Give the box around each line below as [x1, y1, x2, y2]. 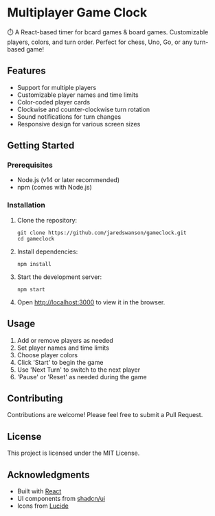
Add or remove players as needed [16, 336, 113, 344]
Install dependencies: [16, 247, 78, 256]
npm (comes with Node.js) [16, 183, 93, 192]
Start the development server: [16, 273, 102, 281]
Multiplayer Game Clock [7, 5, 148, 21]
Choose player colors [16, 350, 78, 359]
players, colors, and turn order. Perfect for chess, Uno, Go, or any [7, 38, 193, 46]
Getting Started [7, 139, 75, 152]
